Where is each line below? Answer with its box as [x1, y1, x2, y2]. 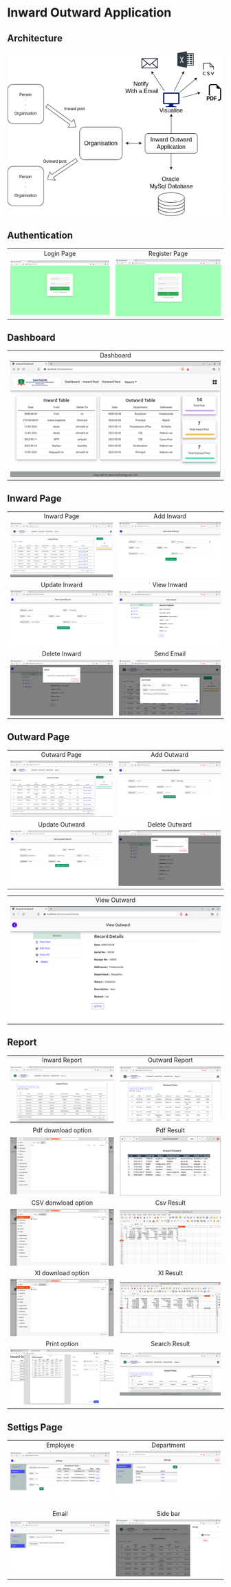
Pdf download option [32, 1126, 91, 1134]
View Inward [152, 581, 188, 589]
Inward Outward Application [7, 5, 172, 21]
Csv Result [155, 1199, 186, 1207]
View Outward [95, 896, 136, 905]
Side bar [156, 1510, 181, 1518]
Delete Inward [42, 650, 82, 658]
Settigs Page [7, 1421, 63, 1433]
